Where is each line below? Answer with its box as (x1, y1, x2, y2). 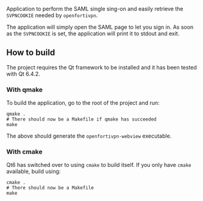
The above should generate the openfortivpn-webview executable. (6, 132, 172, 139)
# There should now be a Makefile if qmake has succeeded (6, 116, 157, 122)
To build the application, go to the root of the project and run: (6, 99, 160, 107)
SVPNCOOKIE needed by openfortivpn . (6, 12, 98, 19)
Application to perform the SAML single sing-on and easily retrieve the (6, 5, 183, 12)
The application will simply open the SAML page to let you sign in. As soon (6, 24, 194, 30)
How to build (6, 48, 55, 58)
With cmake (6, 147, 43, 156)
